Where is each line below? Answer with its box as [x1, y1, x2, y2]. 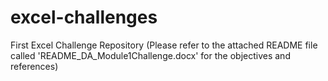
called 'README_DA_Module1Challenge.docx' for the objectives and [10, 49, 291, 61]
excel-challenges [10, 6, 158, 29]
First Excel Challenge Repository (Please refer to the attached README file [10, 39, 318, 51]
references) [10, 60, 59, 72]
